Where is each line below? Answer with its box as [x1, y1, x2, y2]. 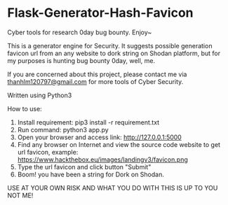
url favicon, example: [17, 148, 79, 156]
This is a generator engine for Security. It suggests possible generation [7, 41, 213, 50]
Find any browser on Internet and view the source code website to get [17, 140, 221, 148]
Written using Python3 [7, 91, 72, 99]
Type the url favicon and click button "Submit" [17, 162, 152, 171]
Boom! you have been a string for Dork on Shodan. [17, 170, 165, 178]
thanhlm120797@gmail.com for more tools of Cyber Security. [7, 77, 184, 85]
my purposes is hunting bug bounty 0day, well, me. [7, 56, 156, 64]
